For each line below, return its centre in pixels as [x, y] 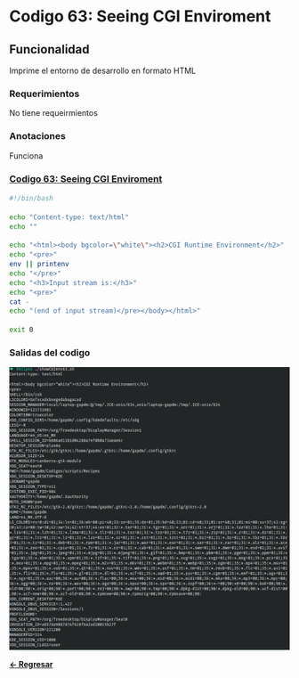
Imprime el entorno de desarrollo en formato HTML [103, 70]
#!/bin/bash [31, 198]
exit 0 [21, 330]
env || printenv [39, 265]
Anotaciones [38, 136]
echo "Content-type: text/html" [69, 217]
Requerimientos [44, 94]
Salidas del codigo [50, 352]
